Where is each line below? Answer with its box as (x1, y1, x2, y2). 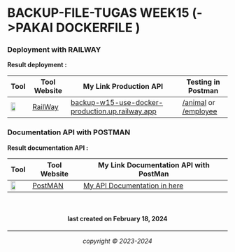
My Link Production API (83, 82, 164, 92)
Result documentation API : (7, 143, 89, 152)
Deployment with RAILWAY (7, 45, 101, 55)
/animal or (182, 98, 215, 108)
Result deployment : (7, 61, 67, 69)
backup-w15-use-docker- (71, 98, 164, 108)
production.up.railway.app (71, 106, 157, 116)
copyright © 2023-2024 (83, 237, 152, 245)
